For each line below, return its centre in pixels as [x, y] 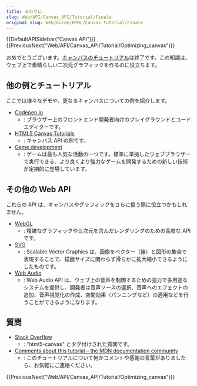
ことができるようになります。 [64, 302]
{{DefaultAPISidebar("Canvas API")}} [51, 39]
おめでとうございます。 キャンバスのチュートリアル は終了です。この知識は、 [98, 58]
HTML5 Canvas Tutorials [44, 134]
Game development [39, 147]
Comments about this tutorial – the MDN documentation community [96, 351]
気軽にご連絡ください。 [67, 365]
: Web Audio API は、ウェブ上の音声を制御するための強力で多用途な [106, 280]
